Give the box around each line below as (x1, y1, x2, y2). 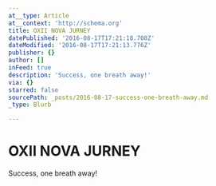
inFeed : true (8, 64, 52, 72)
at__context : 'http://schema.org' (8, 19, 124, 27)
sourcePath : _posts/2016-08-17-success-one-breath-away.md (8, 93, 209, 101)
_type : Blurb (8, 101, 52, 109)
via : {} (8, 78, 34, 86)
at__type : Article (8, 11, 69, 20)
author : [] (8, 57, 45, 65)
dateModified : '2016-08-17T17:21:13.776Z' (8, 42, 151, 49)
